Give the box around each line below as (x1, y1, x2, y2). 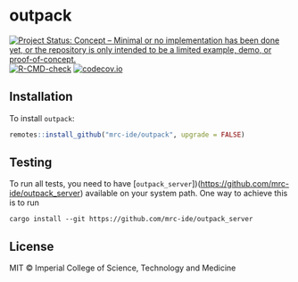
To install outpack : (9, 112, 75, 123)
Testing (9, 155, 53, 170)
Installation (9, 89, 73, 104)
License (9, 238, 54, 254)
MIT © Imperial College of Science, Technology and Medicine (9, 262, 236, 273)
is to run (9, 197, 40, 208)
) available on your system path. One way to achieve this (79, 188, 288, 199)
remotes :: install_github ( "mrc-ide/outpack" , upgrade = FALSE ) (9, 130, 245, 139)
